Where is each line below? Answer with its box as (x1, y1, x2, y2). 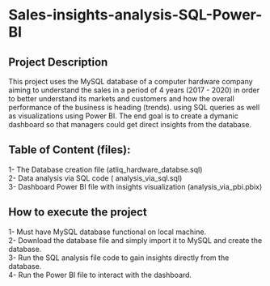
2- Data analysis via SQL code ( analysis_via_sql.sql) (8, 173, 183, 183)
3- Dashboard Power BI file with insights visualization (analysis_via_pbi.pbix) (8, 181, 263, 191)
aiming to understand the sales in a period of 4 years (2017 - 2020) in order (8, 85, 260, 95)
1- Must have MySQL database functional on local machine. (8, 227, 207, 237)
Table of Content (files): (8, 143, 131, 157)
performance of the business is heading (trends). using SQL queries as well (8, 103, 260, 112)
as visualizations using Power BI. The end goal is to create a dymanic (8, 111, 238, 121)
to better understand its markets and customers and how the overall (8, 94, 234, 103)
